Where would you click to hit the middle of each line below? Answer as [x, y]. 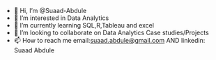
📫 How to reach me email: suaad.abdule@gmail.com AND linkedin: [109, 40]
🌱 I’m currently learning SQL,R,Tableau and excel [84, 25]
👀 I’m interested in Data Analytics [61, 18]
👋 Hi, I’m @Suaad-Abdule [50, 11]
